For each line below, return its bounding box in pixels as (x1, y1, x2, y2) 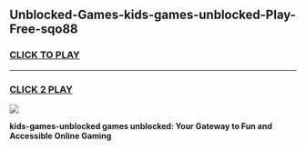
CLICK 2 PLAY (9, 83, 73, 95)
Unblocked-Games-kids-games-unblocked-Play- (9, 7, 296, 23)
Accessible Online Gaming (9, 130, 112, 141)
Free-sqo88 (9, 22, 79, 37)
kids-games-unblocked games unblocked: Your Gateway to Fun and (9, 120, 273, 131)
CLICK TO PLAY (9, 49, 80, 62)
